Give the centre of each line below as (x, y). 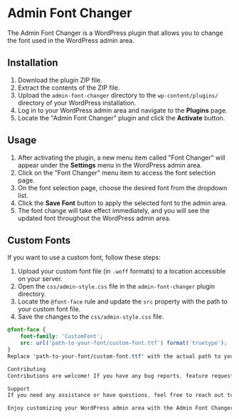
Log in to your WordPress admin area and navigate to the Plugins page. (122, 110)
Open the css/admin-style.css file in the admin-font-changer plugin (116, 286)
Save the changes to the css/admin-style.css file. (91, 317)
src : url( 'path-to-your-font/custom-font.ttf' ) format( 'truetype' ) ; (124, 343)
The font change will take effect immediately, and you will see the (113, 210)
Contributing (27, 369)
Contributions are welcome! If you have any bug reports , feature (108, 376)
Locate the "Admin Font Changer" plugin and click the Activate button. (121, 118)
